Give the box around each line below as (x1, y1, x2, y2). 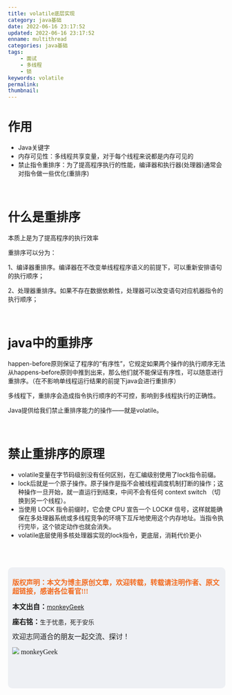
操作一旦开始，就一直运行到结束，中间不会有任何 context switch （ (23, 488, 215, 496)
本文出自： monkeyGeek (12, 602, 85, 611)
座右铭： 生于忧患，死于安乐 (12, 618, 95, 626)
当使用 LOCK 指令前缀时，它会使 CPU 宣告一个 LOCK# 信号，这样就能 (17, 505, 217, 513)
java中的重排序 (8, 335, 93, 351)
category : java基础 (8, 17, 62, 24)
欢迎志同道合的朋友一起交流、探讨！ (12, 632, 130, 640)
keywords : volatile (8, 74, 64, 82)
